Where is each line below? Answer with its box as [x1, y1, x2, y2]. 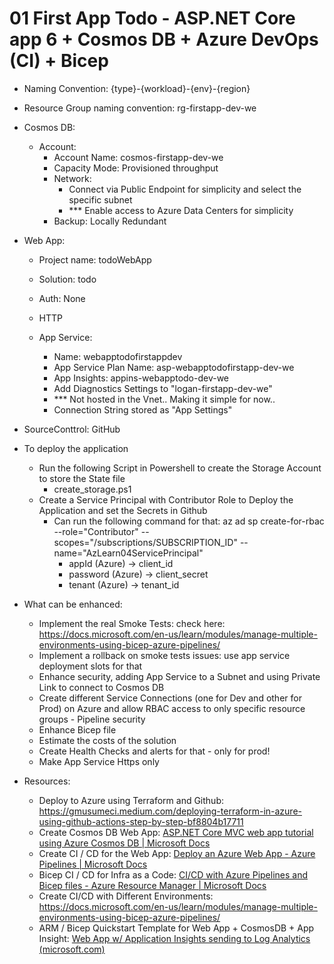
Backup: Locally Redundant [53, 215, 167, 227]
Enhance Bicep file [38, 723, 117, 736]
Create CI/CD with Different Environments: [38, 890, 214, 902]
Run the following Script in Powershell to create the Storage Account [38, 462, 322, 474]
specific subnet [68, 193, 133, 206]
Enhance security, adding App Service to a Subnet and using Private [38, 670, 321, 682]
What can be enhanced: [23, 598, 123, 610]
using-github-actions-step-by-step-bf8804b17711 [38, 815, 244, 827]
